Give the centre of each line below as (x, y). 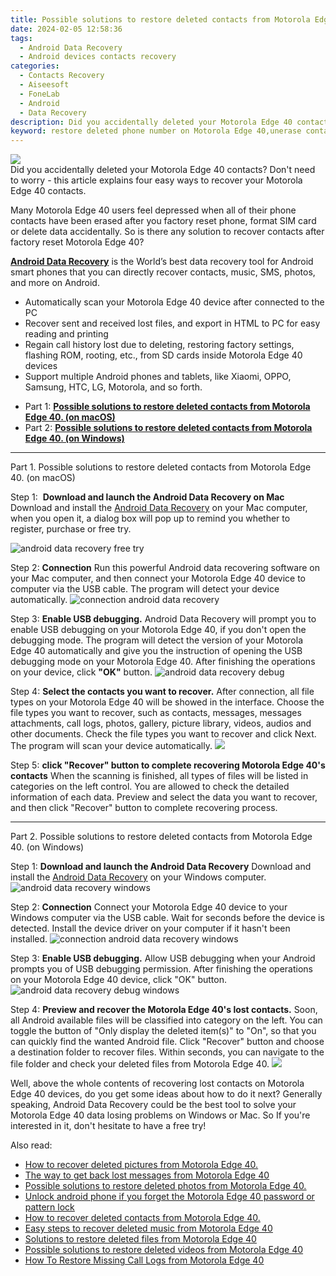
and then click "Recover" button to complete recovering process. (144, 808)
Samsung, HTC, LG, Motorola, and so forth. (113, 387)
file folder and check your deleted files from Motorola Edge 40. (140, 1064)
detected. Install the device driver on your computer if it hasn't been (150, 928)
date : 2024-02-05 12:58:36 (66, 29)
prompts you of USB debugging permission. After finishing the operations (161, 969)
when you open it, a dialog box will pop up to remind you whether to (150, 518)
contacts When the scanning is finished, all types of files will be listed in (159, 776)
